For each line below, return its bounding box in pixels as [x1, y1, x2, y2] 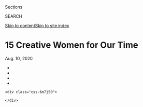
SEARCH [5, 13, 23, 19]
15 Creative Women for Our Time [5, 40, 139, 51]
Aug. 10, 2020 [5, 55, 33, 61]
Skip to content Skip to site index [5, 23, 69, 28]
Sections [5, 4, 23, 10]
